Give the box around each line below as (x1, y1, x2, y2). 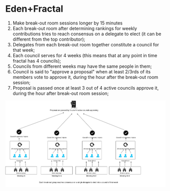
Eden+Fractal (5, 3, 64, 15)
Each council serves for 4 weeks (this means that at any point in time (12, 52, 158, 59)
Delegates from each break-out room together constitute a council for (12, 41, 159, 47)
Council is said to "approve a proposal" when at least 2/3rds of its (12, 68, 151, 74)
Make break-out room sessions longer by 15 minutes (12, 20, 123, 26)
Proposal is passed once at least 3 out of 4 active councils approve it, (12, 85, 159, 91)
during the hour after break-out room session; (12, 90, 109, 96)
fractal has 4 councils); (12, 58, 61, 64)
